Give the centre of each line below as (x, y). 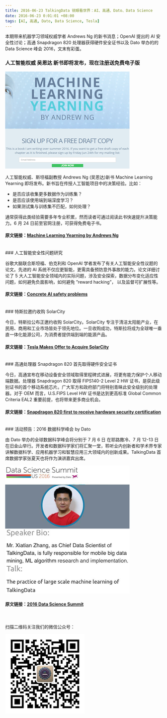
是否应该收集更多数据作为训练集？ (47, 194)
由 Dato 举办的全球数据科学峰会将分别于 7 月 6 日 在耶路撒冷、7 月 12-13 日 (82, 440)
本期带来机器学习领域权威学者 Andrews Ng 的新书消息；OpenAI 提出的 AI (80, 36)
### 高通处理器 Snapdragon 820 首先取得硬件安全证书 (61, 364)
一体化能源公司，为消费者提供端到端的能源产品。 (59, 335)
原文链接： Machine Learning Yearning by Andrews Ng (62, 235)
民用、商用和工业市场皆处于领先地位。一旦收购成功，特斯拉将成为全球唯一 (81, 328)
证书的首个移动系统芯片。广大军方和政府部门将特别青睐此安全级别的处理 (83, 387)
